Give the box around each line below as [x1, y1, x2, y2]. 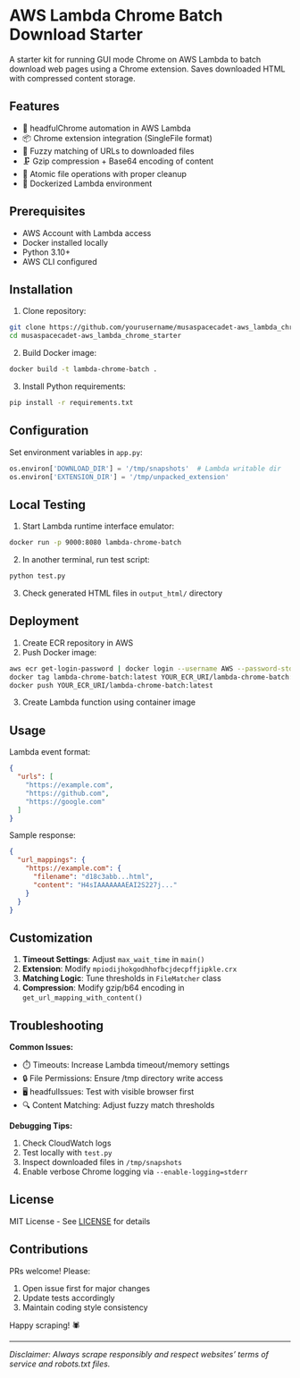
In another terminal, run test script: [21, 554, 150, 565]
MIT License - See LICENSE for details [9, 1215, 151, 1226]
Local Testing [9, 497, 87, 512]
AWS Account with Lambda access [21, 227, 152, 238]
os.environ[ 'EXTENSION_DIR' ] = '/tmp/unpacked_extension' [9, 472, 229, 481]
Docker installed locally [21, 237, 109, 248]
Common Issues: [9, 1042, 74, 1052]
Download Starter [9, 24, 143, 45]
